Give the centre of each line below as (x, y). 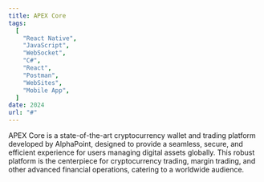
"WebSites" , (43, 83)
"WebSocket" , (45, 53)
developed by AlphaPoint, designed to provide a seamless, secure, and (126, 144)
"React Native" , (50, 38)
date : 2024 (26, 105)
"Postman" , (41, 75)
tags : (17, 23)
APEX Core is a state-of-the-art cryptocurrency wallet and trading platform (132, 135)
